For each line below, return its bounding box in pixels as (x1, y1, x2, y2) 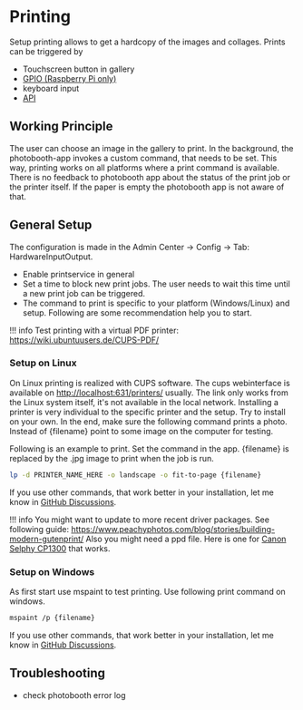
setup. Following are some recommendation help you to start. (22, 306, 252, 318)
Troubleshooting (9, 666, 106, 681)
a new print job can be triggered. (22, 287, 146, 298)
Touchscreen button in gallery (22, 63, 135, 74)
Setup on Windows (9, 565, 95, 578)
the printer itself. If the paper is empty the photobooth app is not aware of (9, 181, 285, 192)
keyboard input (22, 83, 80, 93)
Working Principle (9, 119, 113, 134)
